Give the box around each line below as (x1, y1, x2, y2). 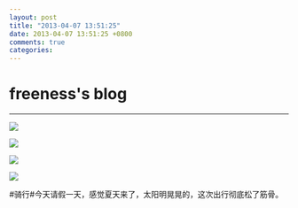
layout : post (9, 12, 58, 22)
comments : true (9, 37, 66, 47)
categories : (9, 46, 53, 55)
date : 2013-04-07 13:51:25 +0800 (9, 29, 133, 38)
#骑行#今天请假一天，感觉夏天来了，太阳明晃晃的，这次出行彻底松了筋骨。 (9, 189, 284, 200)
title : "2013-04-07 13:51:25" (9, 21, 122, 30)
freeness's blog (9, 84, 128, 104)
